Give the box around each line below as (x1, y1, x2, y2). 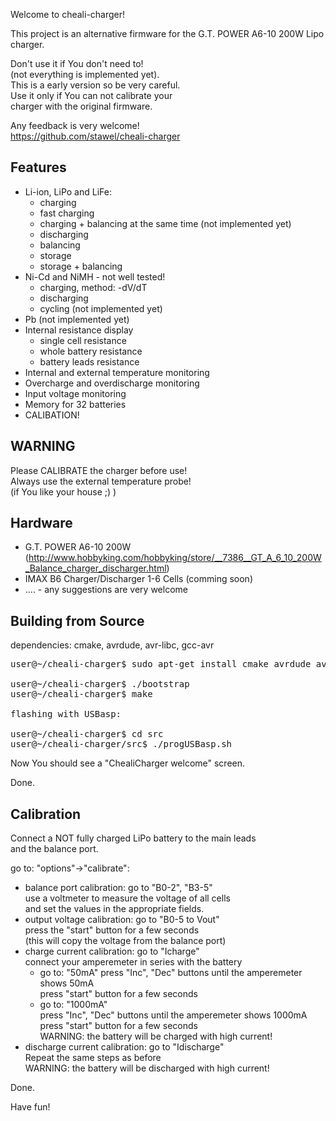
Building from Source (10, 612, 145, 629)
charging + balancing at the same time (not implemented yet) (39, 217, 292, 229)
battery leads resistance (39, 355, 140, 368)
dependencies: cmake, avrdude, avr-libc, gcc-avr (10, 639, 215, 651)
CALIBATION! (24, 409, 80, 421)
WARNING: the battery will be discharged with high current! (24, 1062, 270, 1074)
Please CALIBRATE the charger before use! (10, 464, 188, 476)
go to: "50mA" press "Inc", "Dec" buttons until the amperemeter (39, 967, 303, 979)
